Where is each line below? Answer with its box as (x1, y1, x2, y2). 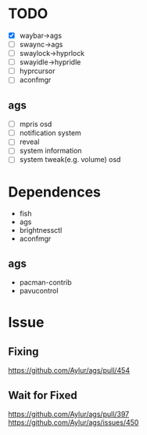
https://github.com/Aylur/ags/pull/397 (8, 410, 130, 418)
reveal (19, 137, 40, 146)
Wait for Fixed (8, 389, 77, 402)
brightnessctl (19, 226, 63, 235)
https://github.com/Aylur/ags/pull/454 (8, 366, 131, 375)
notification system (19, 128, 82, 138)
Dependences (8, 182, 102, 201)
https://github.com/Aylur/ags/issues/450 (8, 418, 139, 427)
